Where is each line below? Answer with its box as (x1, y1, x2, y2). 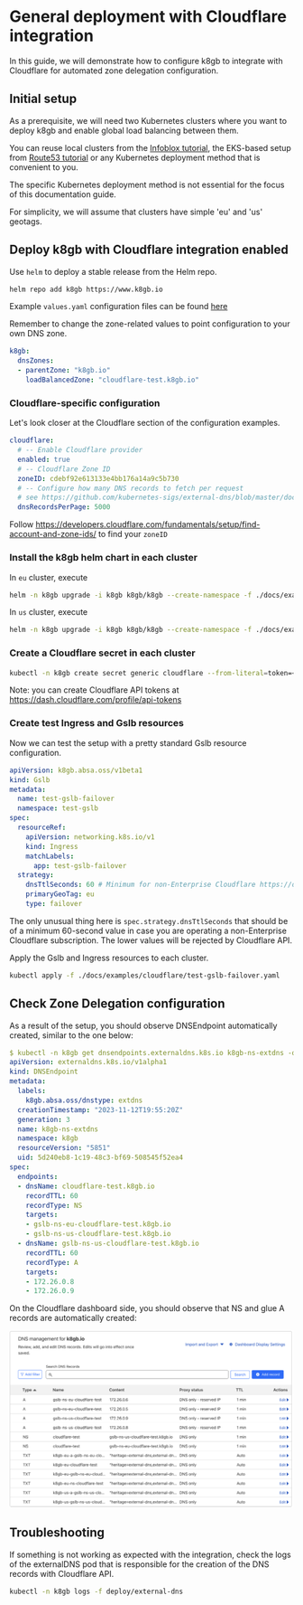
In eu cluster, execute (9, 571, 88, 582)
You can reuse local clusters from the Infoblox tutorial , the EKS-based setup (9, 142, 291, 153)
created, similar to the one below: (9, 1029, 133, 1041)
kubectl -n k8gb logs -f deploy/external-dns (9, 1587, 183, 1596)
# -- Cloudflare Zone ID (17, 464, 111, 474)
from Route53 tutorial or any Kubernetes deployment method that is (9, 152, 261, 163)
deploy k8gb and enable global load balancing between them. (9, 125, 239, 136)
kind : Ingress (25, 842, 78, 851)
